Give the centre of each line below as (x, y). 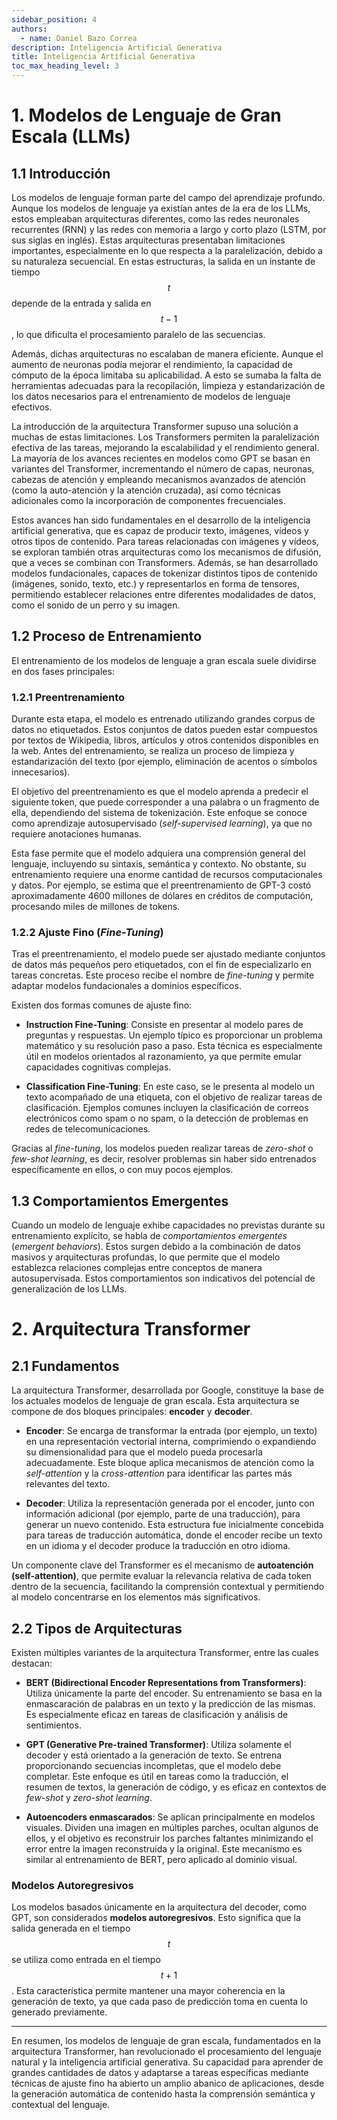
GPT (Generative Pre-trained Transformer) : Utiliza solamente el (158, 1745)
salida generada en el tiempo (71, 1928)
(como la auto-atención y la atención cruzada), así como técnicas (146, 490)
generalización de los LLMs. (69, 1289)
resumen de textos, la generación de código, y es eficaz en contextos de (176, 1787)
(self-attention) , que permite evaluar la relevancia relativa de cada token (161, 1576)
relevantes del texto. (68, 1484)
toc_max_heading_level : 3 (65, 66)
